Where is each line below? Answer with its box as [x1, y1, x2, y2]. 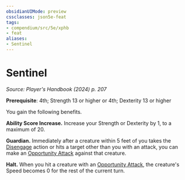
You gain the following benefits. [6, 108, 82, 115]
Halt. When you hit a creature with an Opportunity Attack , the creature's [6, 161, 180, 168]
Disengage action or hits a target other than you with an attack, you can [6, 143, 179, 150]
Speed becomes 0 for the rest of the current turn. [6, 167, 125, 174]
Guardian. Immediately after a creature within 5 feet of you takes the [6, 137, 171, 144]
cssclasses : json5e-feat [6, 14, 67, 20]
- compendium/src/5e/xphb [6, 25, 69, 31]
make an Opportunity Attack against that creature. [6, 150, 127, 157]
